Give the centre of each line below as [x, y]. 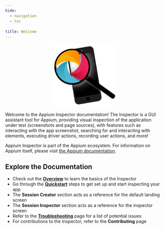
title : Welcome [21, 32]
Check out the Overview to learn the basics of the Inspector [74, 178]
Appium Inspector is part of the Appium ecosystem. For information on [78, 146]
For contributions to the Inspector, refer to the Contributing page [79, 221]
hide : [11, 11]
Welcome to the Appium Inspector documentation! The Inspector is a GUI [80, 115]
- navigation [23, 16]
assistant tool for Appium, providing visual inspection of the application [78, 120]
